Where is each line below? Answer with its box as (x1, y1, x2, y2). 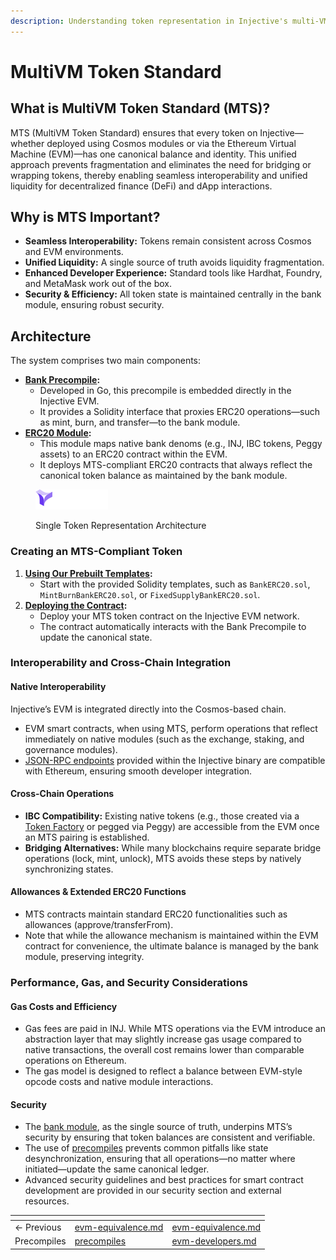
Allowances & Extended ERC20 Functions (10, 886, 187, 898)
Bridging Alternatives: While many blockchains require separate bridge (24, 841, 322, 854)
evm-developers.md (171, 1235, 257, 1247)
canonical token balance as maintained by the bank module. (39, 470, 288, 482)
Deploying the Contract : (24, 599, 128, 611)
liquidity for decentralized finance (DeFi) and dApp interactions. (10, 180, 273, 192)
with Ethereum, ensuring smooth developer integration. (24, 765, 253, 777)
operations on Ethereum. (24, 1055, 127, 1067)
